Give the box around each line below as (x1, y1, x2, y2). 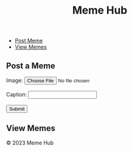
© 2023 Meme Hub (6, 139, 54, 146)
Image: (6, 77, 23, 84)
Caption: (6, 91, 27, 98)
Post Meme (14, 37, 43, 45)
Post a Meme (6, 61, 55, 71)
